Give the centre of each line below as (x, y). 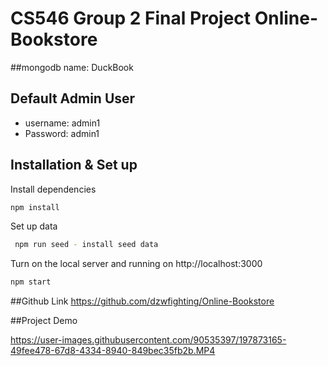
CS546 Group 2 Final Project (131, 18)
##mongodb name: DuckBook (72, 67)
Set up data (34, 226)
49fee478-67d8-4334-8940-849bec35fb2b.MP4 (113, 351)
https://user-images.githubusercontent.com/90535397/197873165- (148, 340)
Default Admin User (73, 98)
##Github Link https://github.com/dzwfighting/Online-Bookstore (142, 301)
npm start (31, 282)
